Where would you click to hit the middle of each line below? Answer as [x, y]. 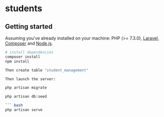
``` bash [14, 105]
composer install [23, 57]
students [24, 9]
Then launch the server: [30, 79]
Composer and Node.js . [29, 43]
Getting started [29, 27]
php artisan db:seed [26, 97]
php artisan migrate [26, 88]
